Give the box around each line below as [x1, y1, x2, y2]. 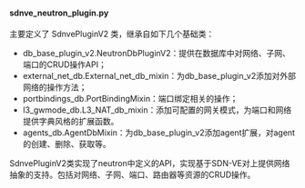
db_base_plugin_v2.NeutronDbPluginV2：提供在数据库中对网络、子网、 [22, 48, 291, 59]
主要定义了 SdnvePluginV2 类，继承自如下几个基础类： [9, 28, 215, 40]
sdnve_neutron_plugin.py [9, 7, 109, 18]
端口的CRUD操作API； [22, 59, 107, 70]
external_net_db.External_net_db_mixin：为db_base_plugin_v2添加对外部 [22, 71, 296, 82]
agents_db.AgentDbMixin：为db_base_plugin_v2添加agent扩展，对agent [22, 127, 296, 138]
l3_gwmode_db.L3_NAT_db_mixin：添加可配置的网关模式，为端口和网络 [22, 104, 292, 115]
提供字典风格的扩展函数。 [22, 116, 119, 127]
